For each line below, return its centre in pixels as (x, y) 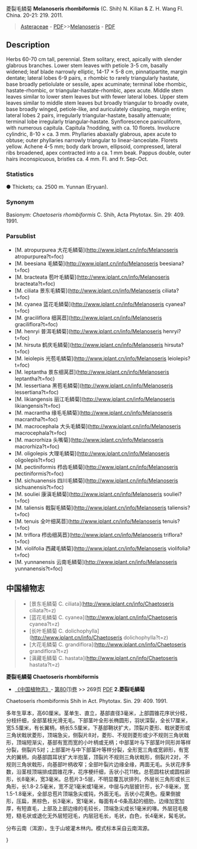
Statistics (20, 174)
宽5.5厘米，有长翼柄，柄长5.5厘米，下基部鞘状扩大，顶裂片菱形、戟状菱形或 (98, 728)
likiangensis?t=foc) (38, 405)
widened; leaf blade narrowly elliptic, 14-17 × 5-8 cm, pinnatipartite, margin (97, 72)
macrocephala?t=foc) (40, 432)
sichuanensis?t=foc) (39, 487)
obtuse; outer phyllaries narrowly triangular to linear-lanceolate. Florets (92, 140)
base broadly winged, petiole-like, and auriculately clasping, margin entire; (96, 109)
